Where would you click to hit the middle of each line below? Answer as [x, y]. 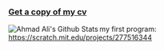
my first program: [128, 29]
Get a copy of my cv [48, 12]
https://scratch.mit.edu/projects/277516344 [80, 37]
